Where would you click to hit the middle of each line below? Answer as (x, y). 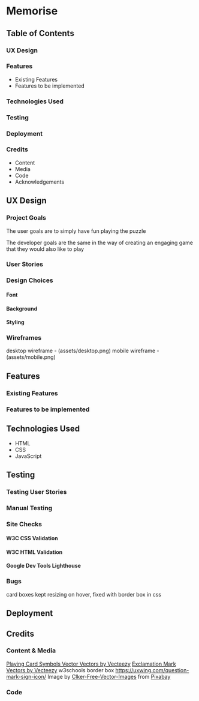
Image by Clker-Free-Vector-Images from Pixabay (109, 676)
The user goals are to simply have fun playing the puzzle (76, 231)
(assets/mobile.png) (31, 357)
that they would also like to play (45, 249)
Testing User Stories (37, 492)
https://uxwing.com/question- (152, 670)
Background (22, 308)
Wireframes (24, 338)
